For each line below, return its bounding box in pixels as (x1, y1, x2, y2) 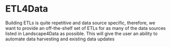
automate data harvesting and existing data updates (5, 36, 115, 42)
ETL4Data (5, 3, 48, 15)
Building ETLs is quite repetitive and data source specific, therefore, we (5, 20, 156, 26)
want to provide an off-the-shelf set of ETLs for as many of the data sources (5, 25, 166, 31)
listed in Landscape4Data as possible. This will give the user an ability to (5, 30, 158, 36)
